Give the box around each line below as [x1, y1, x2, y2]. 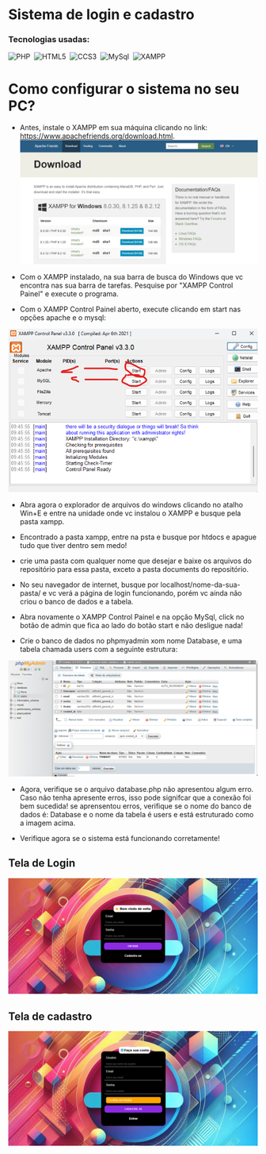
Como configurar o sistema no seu [8, 79, 240, 98]
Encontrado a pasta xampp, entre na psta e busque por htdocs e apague [19, 532, 257, 542]
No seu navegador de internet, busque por [19, 580, 159, 589]
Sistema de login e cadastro [8, 6, 195, 24]
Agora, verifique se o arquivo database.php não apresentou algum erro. [19, 785, 254, 793]
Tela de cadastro [8, 1009, 93, 1023]
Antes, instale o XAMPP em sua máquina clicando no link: [19, 123, 208, 133]
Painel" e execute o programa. [19, 288, 119, 299]
